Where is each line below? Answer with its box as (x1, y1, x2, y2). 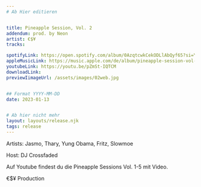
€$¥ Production (6, 174, 45, 182)
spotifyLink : (6, 52, 39, 59)
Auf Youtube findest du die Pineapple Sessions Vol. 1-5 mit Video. (6, 163, 169, 170)
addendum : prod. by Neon (6, 31, 68, 37)
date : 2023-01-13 (6, 96, 50, 102)
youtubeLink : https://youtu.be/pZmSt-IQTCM (6, 64, 117, 70)
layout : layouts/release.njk (6, 118, 79, 124)
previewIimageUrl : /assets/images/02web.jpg (6, 74, 119, 81)
